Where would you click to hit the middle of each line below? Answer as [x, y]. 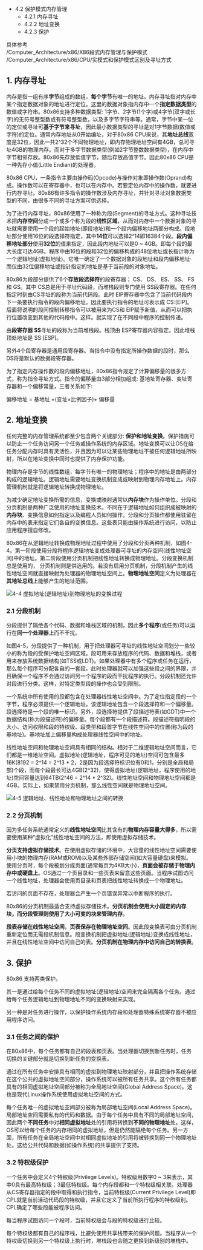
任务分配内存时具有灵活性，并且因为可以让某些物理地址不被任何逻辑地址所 [99, 451]
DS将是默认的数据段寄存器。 [42, 358]
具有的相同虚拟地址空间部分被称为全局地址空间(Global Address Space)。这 [99, 1087]
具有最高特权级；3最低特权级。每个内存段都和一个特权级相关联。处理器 [104, 1184]
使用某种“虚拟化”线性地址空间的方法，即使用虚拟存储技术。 [85, 837]
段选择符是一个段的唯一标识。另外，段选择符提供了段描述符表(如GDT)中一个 [101, 711]
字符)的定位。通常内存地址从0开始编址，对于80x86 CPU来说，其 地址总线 [97, 134]
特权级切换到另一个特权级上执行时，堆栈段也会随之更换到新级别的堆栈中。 [99, 1240]
